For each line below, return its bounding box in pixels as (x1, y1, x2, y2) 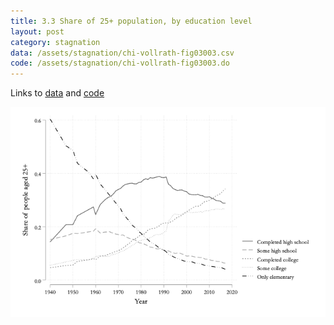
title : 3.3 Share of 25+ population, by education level (10, 16, 253, 26)
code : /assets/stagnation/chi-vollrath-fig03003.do (10, 58, 230, 69)
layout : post (10, 26, 65, 37)
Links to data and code (10, 87, 105, 99)
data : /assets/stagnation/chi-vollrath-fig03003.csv (10, 48, 235, 58)
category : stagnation (10, 37, 101, 47)
